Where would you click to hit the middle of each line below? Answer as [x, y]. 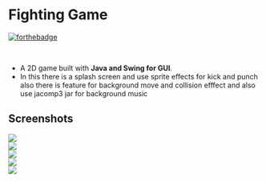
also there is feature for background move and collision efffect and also [138, 85]
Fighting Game [58, 15]
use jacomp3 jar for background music [84, 93]
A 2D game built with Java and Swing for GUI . [96, 68]
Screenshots [41, 119]
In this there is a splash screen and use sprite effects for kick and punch [139, 76]
